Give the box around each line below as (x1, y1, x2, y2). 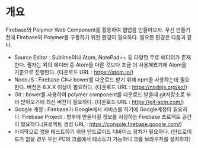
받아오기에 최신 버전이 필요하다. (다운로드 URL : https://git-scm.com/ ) (20, 98, 184, 105)
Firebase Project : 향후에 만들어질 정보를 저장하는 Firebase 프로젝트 (22, 113, 181, 120)
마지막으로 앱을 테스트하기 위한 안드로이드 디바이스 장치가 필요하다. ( (14, 128, 173, 135)
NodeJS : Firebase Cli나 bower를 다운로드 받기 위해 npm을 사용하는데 (14, 75, 179, 83)
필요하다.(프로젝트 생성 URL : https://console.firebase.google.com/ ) (20, 120, 182, 128)
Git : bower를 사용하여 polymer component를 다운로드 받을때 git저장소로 (14, 90, 185, 98)
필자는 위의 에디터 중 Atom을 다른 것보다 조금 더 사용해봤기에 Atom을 (27, 61, 187, 68)
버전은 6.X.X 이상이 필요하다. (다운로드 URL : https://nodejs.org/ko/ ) (27, 83, 188, 90)
